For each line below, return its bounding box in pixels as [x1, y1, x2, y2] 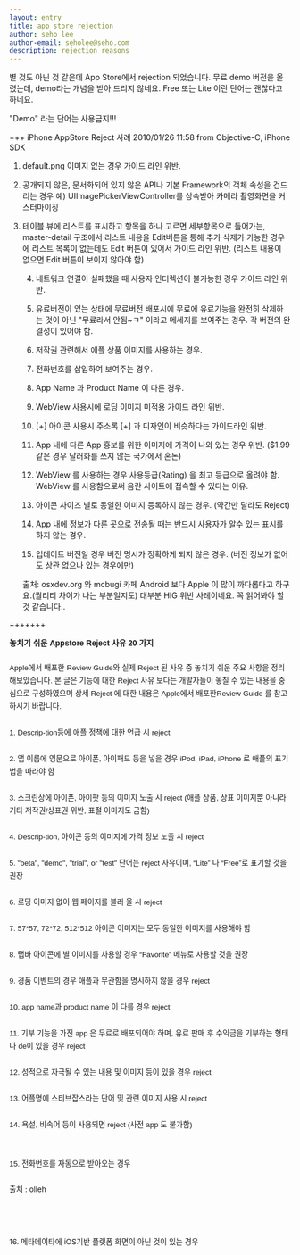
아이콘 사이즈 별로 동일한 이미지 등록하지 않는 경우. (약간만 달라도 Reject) [35, 500, 290, 511]
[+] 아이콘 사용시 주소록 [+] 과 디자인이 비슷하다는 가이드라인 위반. [35, 420, 267, 431]
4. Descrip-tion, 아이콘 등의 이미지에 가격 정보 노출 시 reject [9, 832, 204, 842]
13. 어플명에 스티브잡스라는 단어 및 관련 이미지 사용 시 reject [9, 1094, 208, 1103]
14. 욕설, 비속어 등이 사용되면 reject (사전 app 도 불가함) [9, 1120, 193, 1130]
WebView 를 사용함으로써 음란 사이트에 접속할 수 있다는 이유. [35, 481, 249, 492]
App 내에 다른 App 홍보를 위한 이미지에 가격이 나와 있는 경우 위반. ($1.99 [35, 439, 290, 451]
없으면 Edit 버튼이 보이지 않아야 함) [21, 254, 145, 265]
